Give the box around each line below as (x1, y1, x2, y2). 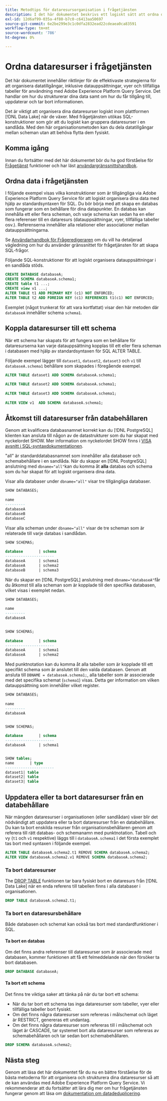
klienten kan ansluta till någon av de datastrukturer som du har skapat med (5, 432, 158, 439)
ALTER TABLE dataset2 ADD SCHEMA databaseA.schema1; (5, 382, 117, 387)
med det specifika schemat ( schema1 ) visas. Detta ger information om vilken (5, 677, 160, 683)
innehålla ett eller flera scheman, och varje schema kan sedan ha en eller (5, 211, 155, 217)
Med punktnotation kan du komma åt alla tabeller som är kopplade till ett (5, 661, 153, 667)
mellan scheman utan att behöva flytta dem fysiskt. (5, 129, 110, 135)
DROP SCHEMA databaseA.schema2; (5, 1042, 72, 1047)
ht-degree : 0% (5, 35, 35, 40)
